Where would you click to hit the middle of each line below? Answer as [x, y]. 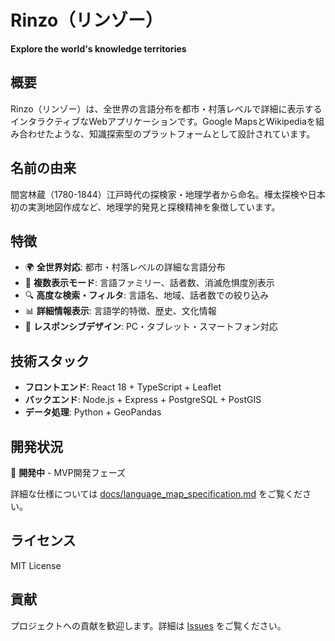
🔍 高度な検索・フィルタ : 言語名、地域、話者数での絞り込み [146, 295]
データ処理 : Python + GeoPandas [93, 412]
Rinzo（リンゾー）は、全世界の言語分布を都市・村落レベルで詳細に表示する [166, 108]
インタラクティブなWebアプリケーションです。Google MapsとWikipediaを [163, 121]
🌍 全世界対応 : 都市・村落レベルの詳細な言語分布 [125, 267]
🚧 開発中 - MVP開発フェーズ [68, 472]
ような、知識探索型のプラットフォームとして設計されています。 [184, 133]
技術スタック [50, 361]
